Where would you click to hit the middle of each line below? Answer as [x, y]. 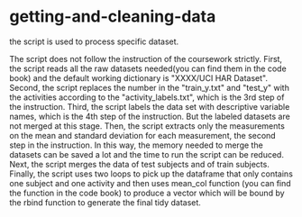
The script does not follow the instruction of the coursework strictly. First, [146, 59]
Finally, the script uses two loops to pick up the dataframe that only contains [151, 174]
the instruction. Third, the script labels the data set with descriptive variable [150, 106]
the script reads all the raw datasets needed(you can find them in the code [148, 68]
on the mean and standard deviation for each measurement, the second [143, 135]
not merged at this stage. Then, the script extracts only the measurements [147, 126]
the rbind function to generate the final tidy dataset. [105, 202]
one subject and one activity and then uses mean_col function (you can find [150, 183]
